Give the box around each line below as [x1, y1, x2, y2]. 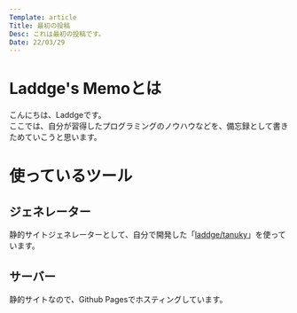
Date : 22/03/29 [9, 37, 66, 47]
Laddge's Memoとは [9, 79, 162, 98]
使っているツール [9, 166, 133, 186]
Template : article [9, 12, 77, 22]
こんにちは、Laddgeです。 [9, 110, 106, 121]
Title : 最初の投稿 [9, 21, 71, 30]
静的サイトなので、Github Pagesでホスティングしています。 [9, 294, 228, 304]
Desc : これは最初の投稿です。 [9, 29, 106, 38]
